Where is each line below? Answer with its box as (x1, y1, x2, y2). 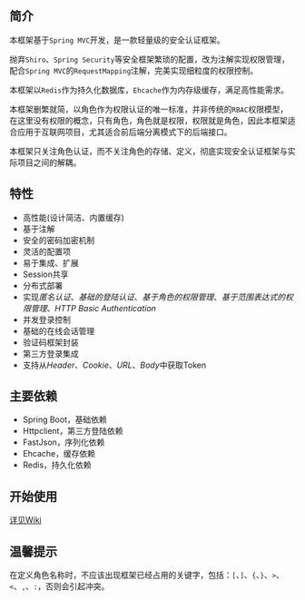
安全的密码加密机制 (22, 234, 95, 245)
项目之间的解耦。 (16, 157, 82, 168)
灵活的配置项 (22, 246, 71, 257)
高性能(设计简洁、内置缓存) (22, 211, 125, 222)
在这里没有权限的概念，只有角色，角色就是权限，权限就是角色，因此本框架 (9, 114, 288, 125)
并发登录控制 (22, 314, 71, 325)
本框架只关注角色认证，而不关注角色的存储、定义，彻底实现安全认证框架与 (9, 145, 288, 156)
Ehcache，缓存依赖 (22, 448, 95, 459)
